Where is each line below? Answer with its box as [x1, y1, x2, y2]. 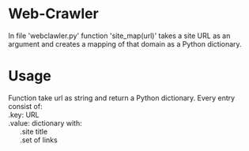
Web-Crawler [8, 5, 99, 23]
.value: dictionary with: [8, 118, 82, 127]
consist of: [8, 101, 43, 111]
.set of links [19, 135, 58, 145]
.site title [19, 126, 48, 136]
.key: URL [8, 110, 40, 119]
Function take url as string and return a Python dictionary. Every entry [8, 92, 236, 103]
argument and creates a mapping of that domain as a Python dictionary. [8, 39, 243, 48]
